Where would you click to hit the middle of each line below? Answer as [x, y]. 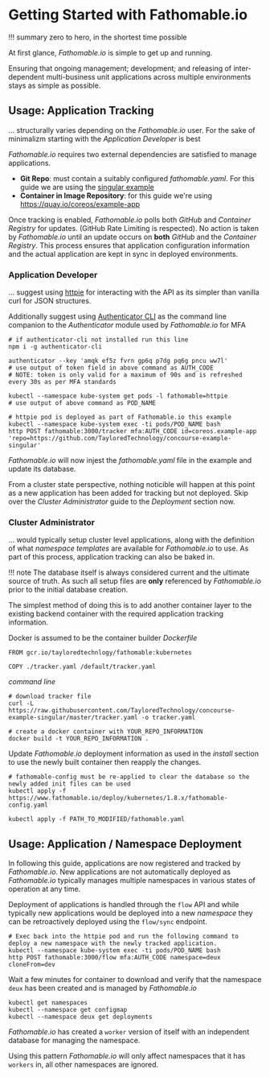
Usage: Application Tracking [81, 111]
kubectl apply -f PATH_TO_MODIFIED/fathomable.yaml [96, 819]
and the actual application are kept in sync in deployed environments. [123, 254]
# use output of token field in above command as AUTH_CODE [111, 368]
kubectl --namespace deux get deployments [80, 1017]
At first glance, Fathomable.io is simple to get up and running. [110, 52]
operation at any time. [45, 889]
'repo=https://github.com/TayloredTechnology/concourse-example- [120, 439]
